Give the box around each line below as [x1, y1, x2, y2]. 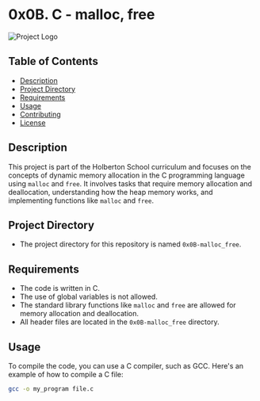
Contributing [19, 109, 61, 119]
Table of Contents [8, 55, 99, 68]
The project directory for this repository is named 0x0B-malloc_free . [19, 239, 242, 249]
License [19, 117, 46, 128]
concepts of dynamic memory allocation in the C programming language [8, 170, 246, 180]
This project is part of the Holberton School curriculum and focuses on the [8, 162, 252, 171]
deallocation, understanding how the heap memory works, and [8, 187, 213, 197]
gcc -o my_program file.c [8, 385, 94, 393]
